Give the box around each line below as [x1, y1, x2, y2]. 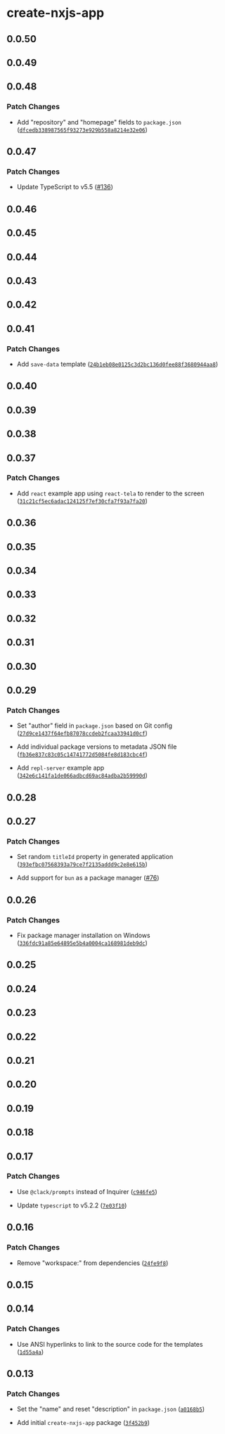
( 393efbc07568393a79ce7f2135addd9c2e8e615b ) [16, 860, 148, 868]
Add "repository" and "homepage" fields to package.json [16, 118, 182, 126]
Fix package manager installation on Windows [16, 931, 150, 940]
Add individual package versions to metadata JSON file [16, 742, 177, 751]
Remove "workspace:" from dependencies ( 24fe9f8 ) [16, 1258, 169, 1267]
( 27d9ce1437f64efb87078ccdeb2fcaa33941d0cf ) [16, 729, 148, 737]
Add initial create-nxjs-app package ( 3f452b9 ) [16, 1419, 150, 1427]
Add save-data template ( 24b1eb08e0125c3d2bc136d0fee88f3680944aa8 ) [16, 360, 219, 368]
